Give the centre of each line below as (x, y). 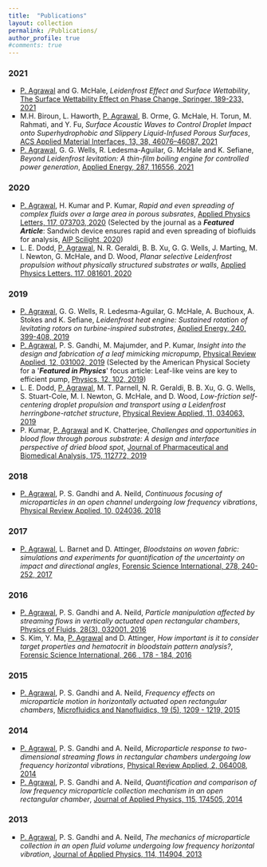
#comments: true (35, 46)
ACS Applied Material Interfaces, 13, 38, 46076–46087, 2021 (118, 141)
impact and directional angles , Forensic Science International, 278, (130, 566)
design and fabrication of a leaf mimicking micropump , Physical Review (138, 354)
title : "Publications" (48, 16)
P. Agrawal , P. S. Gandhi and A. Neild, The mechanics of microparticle (135, 837)
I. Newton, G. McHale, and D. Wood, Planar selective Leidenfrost (126, 256)
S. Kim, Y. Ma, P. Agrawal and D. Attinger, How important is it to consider (139, 638)
